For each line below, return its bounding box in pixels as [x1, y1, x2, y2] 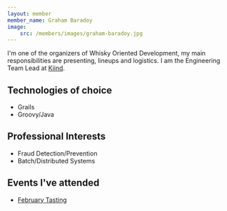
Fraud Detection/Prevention [17, 149, 98, 158]
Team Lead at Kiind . [7, 64, 65, 72]
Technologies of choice [7, 84, 112, 96]
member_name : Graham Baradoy [7, 17, 93, 24]
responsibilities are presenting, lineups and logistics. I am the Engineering [7, 57, 221, 65]
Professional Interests [7, 130, 106, 142]
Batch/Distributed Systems [17, 156, 96, 165]
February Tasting [17, 196, 67, 204]
